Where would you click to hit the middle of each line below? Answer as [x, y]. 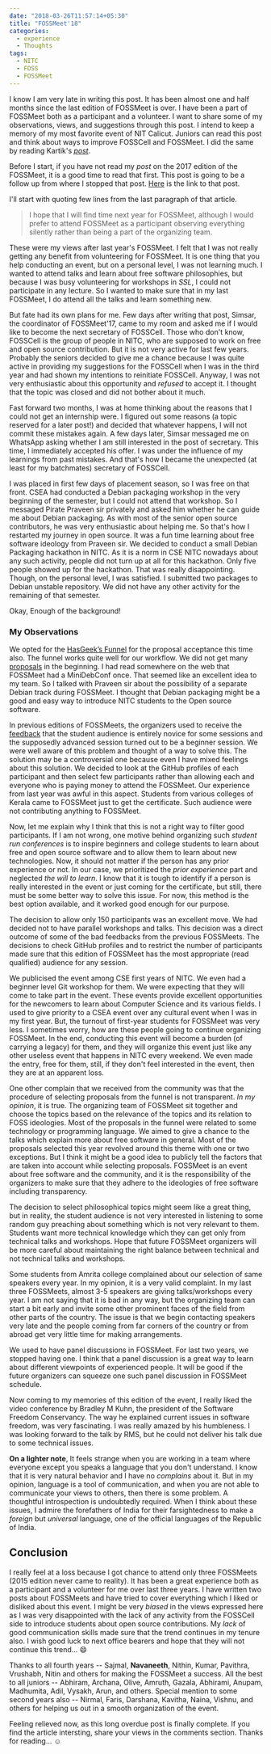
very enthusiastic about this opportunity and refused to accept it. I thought [133, 383]
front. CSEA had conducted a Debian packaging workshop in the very [125, 492]
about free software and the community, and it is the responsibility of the [130, 1174]
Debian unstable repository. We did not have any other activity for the [125, 586]
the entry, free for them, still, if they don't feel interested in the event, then [132, 1064]
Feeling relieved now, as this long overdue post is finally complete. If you [130, 1723]
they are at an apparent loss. [56, 1073]
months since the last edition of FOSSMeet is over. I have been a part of [129, 108]
